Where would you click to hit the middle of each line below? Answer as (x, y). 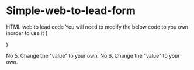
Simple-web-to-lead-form (71, 11)
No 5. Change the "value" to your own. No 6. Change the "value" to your (93, 55)
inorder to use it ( (27, 33)
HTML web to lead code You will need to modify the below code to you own (97, 27)
